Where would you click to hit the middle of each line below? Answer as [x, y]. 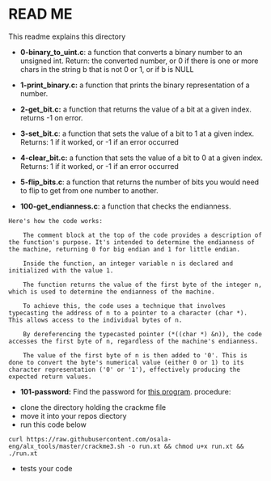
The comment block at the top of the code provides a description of [143, 235]
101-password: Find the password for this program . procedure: [125, 391]
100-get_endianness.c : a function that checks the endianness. [125, 206]
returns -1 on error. [51, 117]
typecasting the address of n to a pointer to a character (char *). [128, 313]
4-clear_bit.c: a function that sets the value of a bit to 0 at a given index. [141, 158]
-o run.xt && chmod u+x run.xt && [186, 446]
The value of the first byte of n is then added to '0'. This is [135, 355]
